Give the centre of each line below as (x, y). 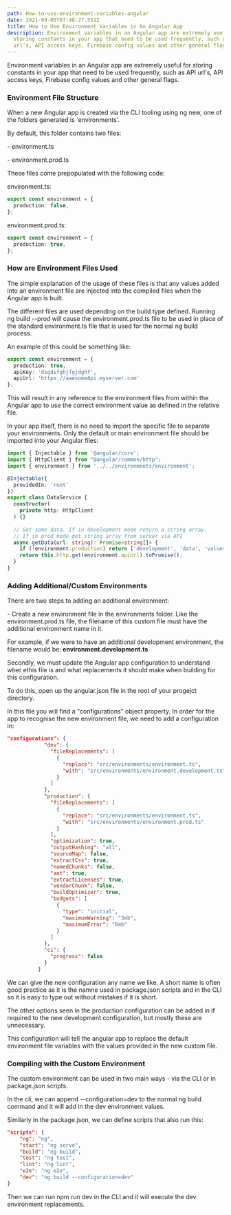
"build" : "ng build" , (50, 1152)
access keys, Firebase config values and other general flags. (93, 80)
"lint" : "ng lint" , (47, 1165)
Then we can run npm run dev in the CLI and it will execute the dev (102, 1196)
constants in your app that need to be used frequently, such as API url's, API (115, 72)
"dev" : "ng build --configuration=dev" (77, 1177)
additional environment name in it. (55, 629)
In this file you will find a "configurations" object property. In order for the (111, 712)
